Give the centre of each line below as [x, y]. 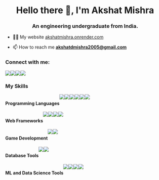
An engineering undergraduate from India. [85, 26]
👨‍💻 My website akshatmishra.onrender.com [58, 37]
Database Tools [22, 156]
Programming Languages [32, 103]
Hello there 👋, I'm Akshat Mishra [85, 10]
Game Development [27, 138]
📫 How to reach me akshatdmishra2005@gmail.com [70, 47]
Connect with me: [28, 62]
